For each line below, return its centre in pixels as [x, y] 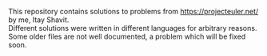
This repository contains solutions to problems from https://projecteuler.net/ [133, 11]
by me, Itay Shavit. [39, 20]
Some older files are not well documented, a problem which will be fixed [127, 36]
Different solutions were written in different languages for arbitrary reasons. [133, 28]
